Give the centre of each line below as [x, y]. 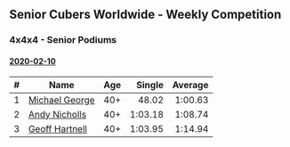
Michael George [61, 100]
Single [150, 85]
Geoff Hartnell [57, 128]
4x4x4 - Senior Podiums [63, 40]
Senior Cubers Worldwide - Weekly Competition [145, 15]
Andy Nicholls [57, 114]
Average [190, 85]
